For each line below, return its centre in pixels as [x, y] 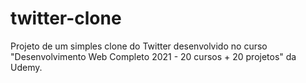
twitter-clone [66, 18]
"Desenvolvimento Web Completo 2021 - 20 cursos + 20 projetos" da [153, 56]
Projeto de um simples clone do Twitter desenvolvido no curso [139, 46]
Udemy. [26, 67]
